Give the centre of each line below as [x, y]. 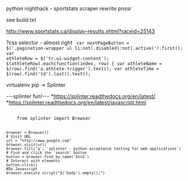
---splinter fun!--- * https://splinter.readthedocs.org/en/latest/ [81, 96]
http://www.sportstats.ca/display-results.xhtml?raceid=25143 [80, 31]
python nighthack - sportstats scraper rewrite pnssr [69, 9]
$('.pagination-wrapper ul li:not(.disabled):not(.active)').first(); [95, 48]
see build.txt [21, 20]
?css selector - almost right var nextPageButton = [68, 43]
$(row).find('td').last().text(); [49, 74]
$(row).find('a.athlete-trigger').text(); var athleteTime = [83, 69]
